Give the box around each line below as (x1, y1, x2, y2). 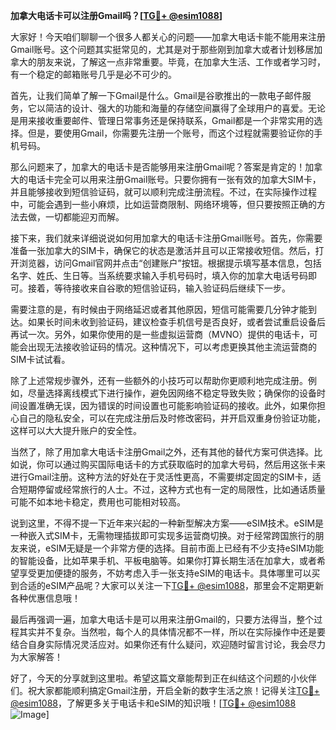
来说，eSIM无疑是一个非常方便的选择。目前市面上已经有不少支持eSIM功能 (18, 542, 325, 554)
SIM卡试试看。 (10, 354, 71, 365)
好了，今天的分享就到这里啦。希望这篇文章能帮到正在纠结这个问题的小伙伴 (10, 672, 317, 684)
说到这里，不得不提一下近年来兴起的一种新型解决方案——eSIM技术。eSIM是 (10, 517, 325, 529)
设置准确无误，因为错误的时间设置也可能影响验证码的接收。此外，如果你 (18, 400, 317, 411)
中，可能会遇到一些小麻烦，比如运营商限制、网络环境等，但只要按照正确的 (10, 199, 317, 210)
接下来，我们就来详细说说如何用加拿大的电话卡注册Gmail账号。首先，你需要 (10, 232, 323, 244)
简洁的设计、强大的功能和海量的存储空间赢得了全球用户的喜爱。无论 (44, 102, 326, 114)
